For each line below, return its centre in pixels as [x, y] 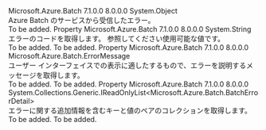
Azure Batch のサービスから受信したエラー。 [82, 20]
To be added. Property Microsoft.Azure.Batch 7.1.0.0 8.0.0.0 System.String [130, 29]
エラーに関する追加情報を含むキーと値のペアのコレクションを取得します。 [130, 110]
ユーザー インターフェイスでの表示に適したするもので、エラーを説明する [127, 65]
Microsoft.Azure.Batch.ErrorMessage [69, 56]
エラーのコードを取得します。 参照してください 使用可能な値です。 [117, 38]
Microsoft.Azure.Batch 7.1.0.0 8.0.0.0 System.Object [93, 11]
